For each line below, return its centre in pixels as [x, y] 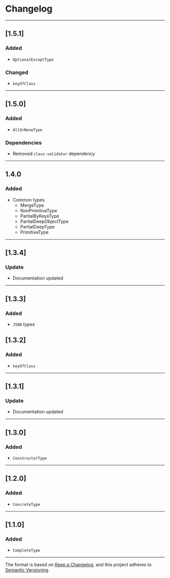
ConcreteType [26, 505]
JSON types [24, 324]
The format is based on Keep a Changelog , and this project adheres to [78, 565]
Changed [17, 72]
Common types [29, 200]
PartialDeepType [37, 226]
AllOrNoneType [27, 130]
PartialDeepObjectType [44, 221]
